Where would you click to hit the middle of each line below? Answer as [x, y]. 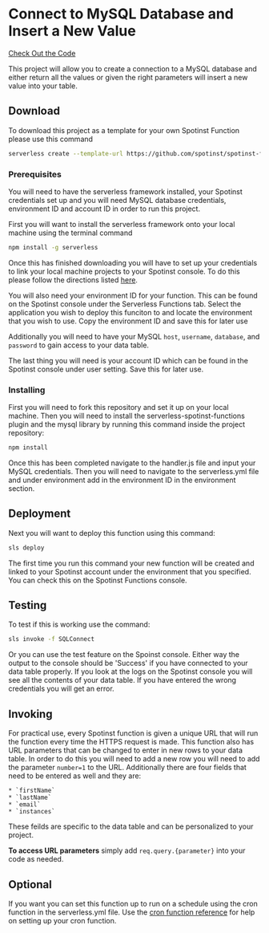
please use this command [51, 139]
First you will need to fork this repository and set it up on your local [119, 408]
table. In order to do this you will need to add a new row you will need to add [134, 759]
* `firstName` [32, 791]
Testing [28, 605]
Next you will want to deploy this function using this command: [112, 533]
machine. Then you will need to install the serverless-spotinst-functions [127, 416]
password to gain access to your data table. [79, 345]
